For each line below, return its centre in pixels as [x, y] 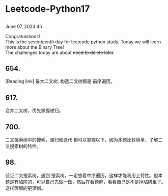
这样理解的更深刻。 [25, 188]
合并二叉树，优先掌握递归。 [34, 110]
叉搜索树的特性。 [23, 146]
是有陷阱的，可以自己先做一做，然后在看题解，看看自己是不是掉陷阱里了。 [88, 182]
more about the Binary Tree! [35, 47]
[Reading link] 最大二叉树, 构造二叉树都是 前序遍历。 [60, 81]
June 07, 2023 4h [24, 26]
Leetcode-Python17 [48, 9]
